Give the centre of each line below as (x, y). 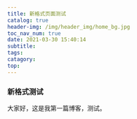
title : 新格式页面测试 (37, 14)
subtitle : (22, 46)
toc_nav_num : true (34, 33)
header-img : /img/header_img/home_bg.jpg (69, 27)
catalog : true (28, 20)
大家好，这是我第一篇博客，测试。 (57, 108)
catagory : (22, 59)
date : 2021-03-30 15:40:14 (47, 40)
